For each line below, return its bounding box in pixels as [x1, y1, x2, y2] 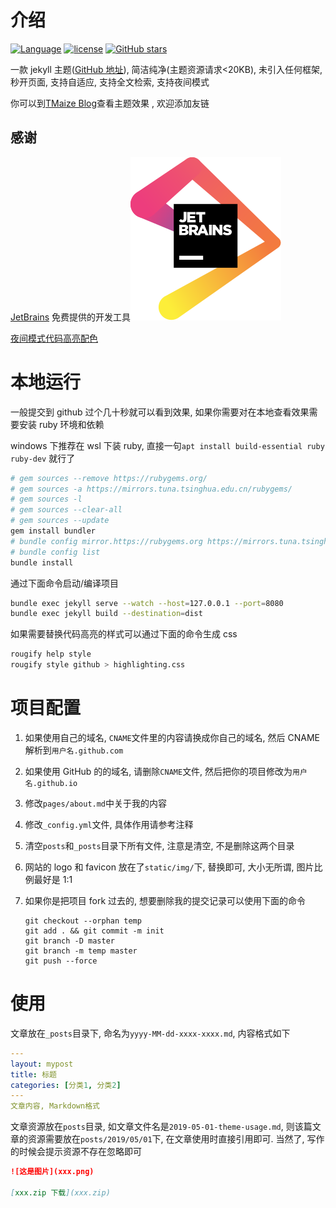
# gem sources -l [10, 494, 83, 505]
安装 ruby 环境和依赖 [18, 418, 105, 430]
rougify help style [10, 649, 92, 660]
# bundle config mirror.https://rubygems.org [10, 536, 203, 546]
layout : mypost [10, 1059, 74, 1069]
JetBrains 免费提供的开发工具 [10, 311, 132, 323]
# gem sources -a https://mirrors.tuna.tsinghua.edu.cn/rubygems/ [10, 484, 293, 494]
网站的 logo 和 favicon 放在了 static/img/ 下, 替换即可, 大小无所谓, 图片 [24, 861, 315, 873]
